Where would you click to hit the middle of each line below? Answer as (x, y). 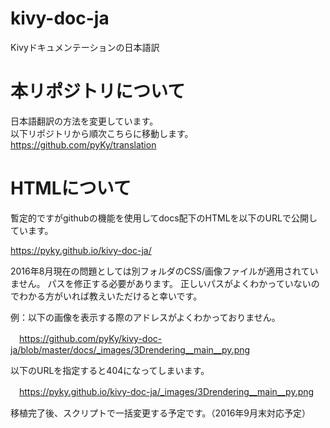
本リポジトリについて (98, 91)
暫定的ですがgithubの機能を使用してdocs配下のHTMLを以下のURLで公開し (164, 218)
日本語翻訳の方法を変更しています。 (84, 121)
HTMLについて (71, 188)
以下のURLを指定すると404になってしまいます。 (110, 370)
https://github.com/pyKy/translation (83, 144)
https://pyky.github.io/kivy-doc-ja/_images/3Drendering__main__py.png (167, 391)
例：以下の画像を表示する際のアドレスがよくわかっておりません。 (145, 317)
